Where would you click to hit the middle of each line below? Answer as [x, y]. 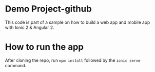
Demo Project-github [48, 9]
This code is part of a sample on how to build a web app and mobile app [77, 22]
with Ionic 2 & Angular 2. [30, 27]
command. [16, 65]
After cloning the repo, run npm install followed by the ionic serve [73, 60]
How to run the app [44, 47]
